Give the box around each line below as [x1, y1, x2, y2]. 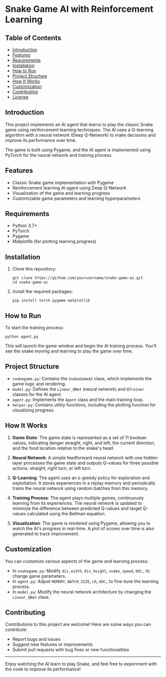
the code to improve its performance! [5, 666, 81, 672]
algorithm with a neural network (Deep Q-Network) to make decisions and [5, 132, 156, 138]
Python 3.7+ [12, 223, 38, 228]
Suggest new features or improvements [12, 641, 93, 647]
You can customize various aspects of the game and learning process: [5, 558, 149, 564]
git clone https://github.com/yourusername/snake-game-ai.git [12, 275, 143, 280]
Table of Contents [5, 34, 62, 42]
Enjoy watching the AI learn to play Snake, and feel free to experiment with [5, 661, 157, 667]
